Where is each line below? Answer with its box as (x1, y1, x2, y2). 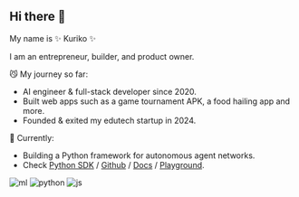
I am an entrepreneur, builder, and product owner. (9, 51, 195, 61)
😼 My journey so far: (9, 69, 89, 80)
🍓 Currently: (9, 132, 54, 143)
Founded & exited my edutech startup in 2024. (22, 115, 197, 126)
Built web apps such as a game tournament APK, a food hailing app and (22, 96, 291, 107)
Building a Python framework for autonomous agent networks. (22, 150, 256, 161)
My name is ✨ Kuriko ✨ (9, 33, 97, 43)
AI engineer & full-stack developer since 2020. (22, 86, 198, 97)
